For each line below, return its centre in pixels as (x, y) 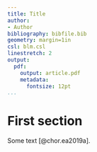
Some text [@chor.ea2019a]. (49, 141)
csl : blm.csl (27, 47)
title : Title (27, 14)
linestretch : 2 (30, 54)
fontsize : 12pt (48, 86)
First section (45, 121)
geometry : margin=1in (39, 40)
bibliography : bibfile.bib (47, 34)
